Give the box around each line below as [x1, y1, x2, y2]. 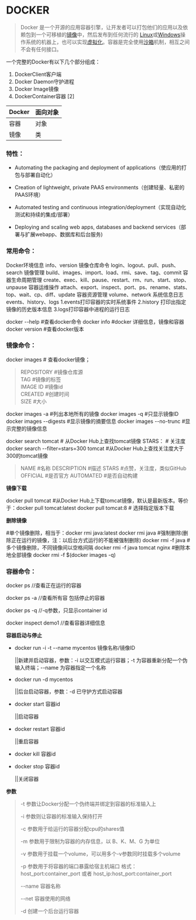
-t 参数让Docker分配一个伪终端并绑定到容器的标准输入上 [20, 800, 157, 808]
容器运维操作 [28, 283, 60, 291]
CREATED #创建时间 [20, 390, 70, 397]
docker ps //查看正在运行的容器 [6, 582, 82, 589]
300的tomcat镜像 [6, 452, 48, 459]
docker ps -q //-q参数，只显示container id [6, 607, 107, 614]
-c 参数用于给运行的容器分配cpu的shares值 [20, 825, 125, 832]
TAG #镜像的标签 [20, 375, 61, 382]
